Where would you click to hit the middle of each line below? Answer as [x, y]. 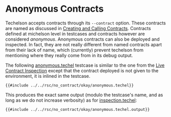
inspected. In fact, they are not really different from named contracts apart [84, 44]
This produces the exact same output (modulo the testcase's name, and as [84, 95]
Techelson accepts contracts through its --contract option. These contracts [86, 23]
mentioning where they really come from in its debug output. [69, 55]
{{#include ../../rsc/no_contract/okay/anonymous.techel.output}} [78, 109]
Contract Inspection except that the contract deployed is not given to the [82, 70]
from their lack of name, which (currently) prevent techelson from [74, 50]
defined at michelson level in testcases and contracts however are [75, 34]
